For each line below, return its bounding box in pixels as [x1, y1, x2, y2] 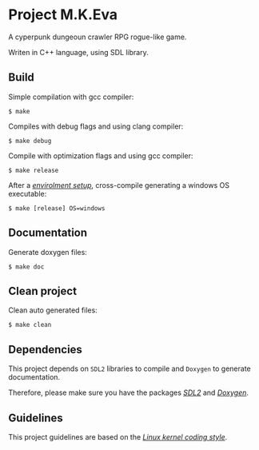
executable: [8, 189, 47, 198]
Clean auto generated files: [8, 305, 98, 315]
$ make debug [8, 137, 52, 145]
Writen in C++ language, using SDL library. [8, 47, 149, 57]
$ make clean [8, 321, 52, 329]
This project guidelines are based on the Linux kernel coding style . [8, 432, 228, 441]
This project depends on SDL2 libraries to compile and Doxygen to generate [8, 364, 252, 373]
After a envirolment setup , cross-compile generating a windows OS [8, 180, 230, 189]
